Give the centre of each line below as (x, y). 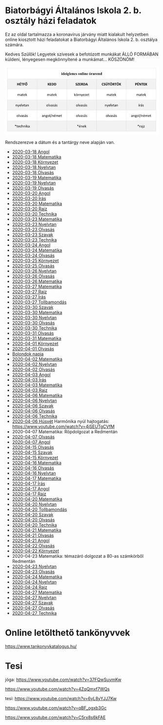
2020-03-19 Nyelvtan (34, 182)
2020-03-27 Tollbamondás (39, 302)
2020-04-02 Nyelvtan (34, 364)
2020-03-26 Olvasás (33, 276)
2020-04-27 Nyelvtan (34, 597)
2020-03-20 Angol (31, 193)
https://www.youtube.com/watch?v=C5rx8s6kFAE (55, 717)
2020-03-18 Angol (31, 152)
